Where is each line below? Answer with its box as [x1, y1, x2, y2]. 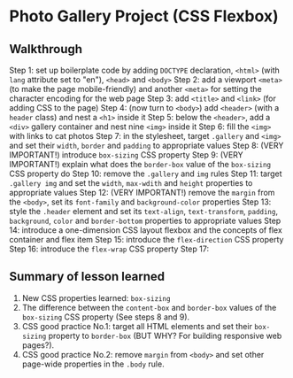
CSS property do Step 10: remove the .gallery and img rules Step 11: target [9, 168, 282, 179]
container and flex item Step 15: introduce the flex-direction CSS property [9, 235, 284, 244]
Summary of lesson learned [9, 269, 166, 284]
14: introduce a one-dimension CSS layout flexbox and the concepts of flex [9, 225, 283, 235]
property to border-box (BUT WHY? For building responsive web [48, 330, 282, 341]
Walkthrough [9, 42, 82, 57]
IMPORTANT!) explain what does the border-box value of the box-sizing [9, 159, 272, 169]
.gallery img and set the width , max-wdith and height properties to [9, 178, 253, 188]
